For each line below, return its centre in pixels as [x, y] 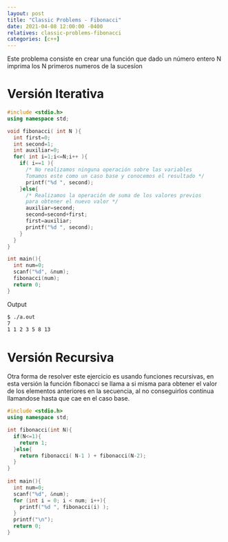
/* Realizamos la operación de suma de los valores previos [113, 195]
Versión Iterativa [56, 94]
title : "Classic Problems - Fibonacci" [64, 20]
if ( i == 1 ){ [37, 163]
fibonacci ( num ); [37, 279]
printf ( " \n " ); [33, 520]
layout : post [26, 13]
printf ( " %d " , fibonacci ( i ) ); [64, 507]
